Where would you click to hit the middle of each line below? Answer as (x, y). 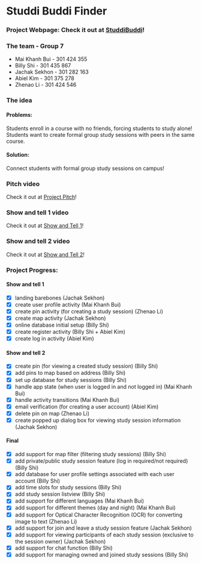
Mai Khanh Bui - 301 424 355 (51, 59)
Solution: (18, 155)
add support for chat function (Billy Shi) (64, 548)
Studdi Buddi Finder (57, 11)
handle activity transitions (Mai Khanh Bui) (67, 399)
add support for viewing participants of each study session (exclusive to (104, 534)
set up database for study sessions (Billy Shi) (71, 380)
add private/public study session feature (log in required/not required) (101, 461)
